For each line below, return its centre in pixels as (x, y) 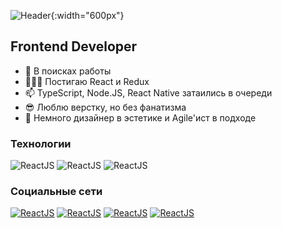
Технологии (41, 143)
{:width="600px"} (87, 15)
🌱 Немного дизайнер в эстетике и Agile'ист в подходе (140, 117)
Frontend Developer (74, 46)
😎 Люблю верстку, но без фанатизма (105, 107)
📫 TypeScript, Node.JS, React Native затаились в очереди (148, 92)
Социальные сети (56, 192)
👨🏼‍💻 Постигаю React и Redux (87, 81)
